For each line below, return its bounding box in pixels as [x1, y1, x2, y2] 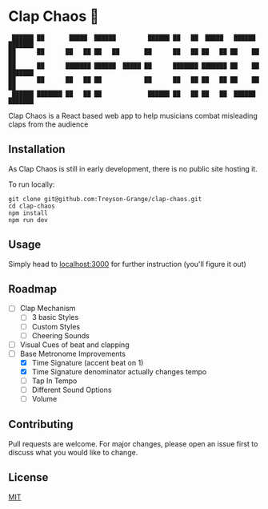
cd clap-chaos [8, 202, 56, 210]
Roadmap [8, 282, 58, 296]
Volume [31, 394, 58, 403]
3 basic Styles [31, 313, 79, 322]
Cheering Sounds [31, 330, 90, 340]
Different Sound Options [31, 385, 112, 394]
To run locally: [8, 180, 55, 189]
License [8, 471, 49, 484]
